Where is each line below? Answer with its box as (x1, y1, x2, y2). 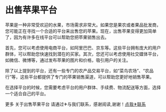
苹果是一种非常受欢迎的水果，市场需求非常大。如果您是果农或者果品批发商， (5, 22, 161, 28)
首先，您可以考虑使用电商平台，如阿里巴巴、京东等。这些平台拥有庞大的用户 (5, 45, 161, 51)
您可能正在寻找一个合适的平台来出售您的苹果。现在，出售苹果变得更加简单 (5, 28, 157, 34)
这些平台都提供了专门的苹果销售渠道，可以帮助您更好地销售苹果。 (20, 74, 155, 80)
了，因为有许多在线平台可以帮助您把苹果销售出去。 (5, 34, 109, 40)
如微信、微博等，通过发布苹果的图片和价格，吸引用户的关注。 (5, 57, 131, 63)
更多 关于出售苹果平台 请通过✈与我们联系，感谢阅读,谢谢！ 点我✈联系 (5, 101, 146, 107)
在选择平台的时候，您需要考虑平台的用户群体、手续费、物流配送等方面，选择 (5, 84, 161, 90)
